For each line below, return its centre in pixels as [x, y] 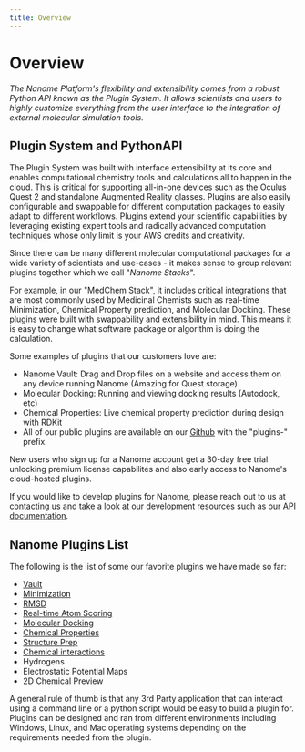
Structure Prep [50, 643]
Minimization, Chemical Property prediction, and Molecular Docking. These [150, 310]
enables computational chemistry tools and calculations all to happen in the [151, 178]
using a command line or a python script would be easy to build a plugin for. [152, 708]
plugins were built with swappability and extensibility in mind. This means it [151, 319]
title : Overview [40, 18]
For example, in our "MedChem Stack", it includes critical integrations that [148, 290]
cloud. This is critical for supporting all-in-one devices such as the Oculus [148, 187]
